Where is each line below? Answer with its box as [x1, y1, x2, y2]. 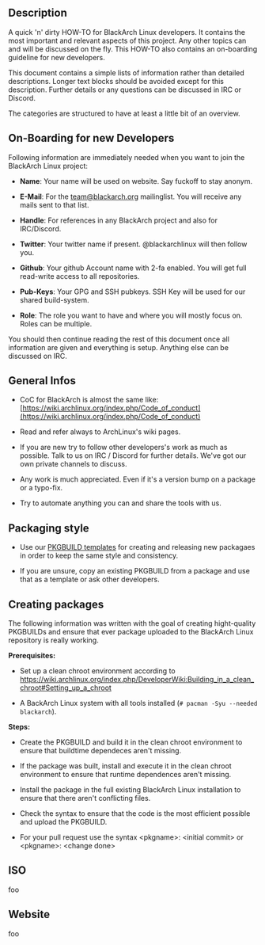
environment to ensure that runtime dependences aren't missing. [19, 770, 232, 779]
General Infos [8, 374, 77, 387]
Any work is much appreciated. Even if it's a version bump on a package [19, 474, 256, 484]
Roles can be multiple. [19, 318, 93, 328]
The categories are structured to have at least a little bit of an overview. [8, 109, 240, 118]
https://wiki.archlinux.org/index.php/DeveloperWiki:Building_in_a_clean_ [19, 675, 255, 684]
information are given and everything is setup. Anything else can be [8, 342, 229, 352]
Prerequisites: [8, 651, 56, 661]
